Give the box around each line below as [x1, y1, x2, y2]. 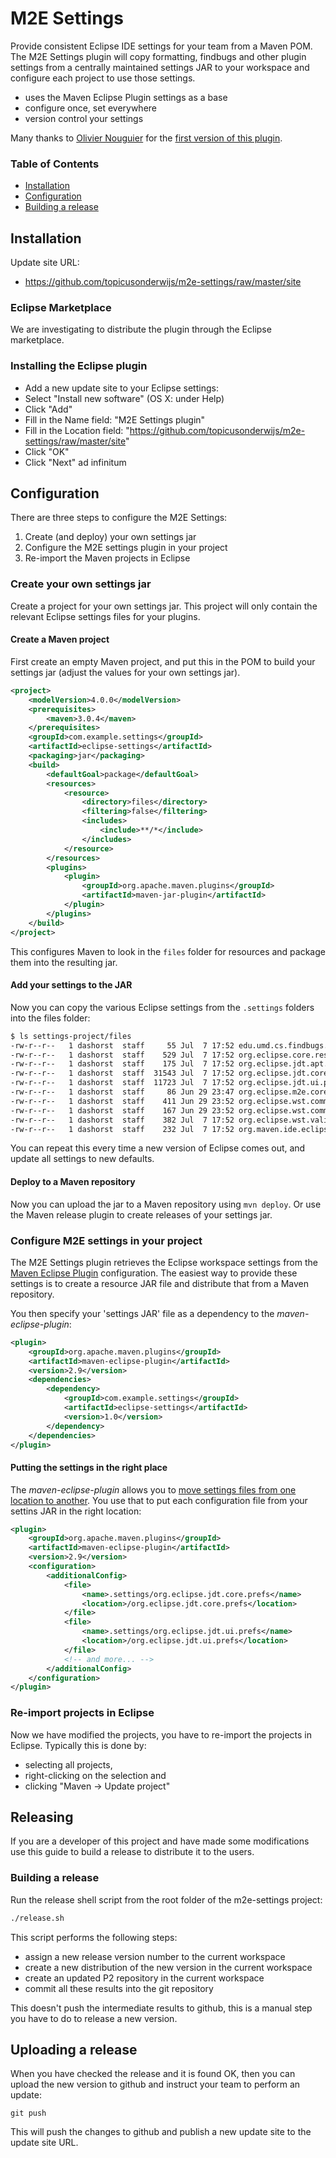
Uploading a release [10, 2042, 138, 2059]
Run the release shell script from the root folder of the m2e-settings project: [10, 1893, 323, 1906]
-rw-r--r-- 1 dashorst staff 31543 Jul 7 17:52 [10, 1068, 235, 1079]
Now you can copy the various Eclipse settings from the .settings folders [10, 1001, 315, 1013]
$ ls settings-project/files [10, 1031, 132, 1041]
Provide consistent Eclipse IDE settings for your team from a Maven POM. [10, 40, 313, 52]
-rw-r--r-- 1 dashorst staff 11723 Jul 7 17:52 [10, 1078, 235, 1088]
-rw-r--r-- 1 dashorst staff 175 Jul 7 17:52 [10, 1059, 235, 1069]
